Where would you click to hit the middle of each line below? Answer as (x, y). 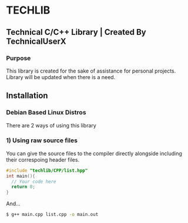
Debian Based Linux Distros (46, 113)
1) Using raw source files (42, 140)
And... (13, 204)
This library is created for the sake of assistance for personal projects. (91, 71)
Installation (27, 96)
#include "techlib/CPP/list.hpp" (47, 170)
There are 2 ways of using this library (51, 125)
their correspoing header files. (43, 159)
